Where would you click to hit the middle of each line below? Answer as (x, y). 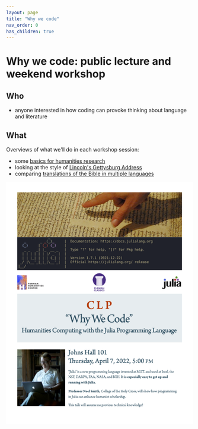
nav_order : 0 (22, 25)
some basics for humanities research (60, 161)
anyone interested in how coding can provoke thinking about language (101, 111)
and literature (31, 116)
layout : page (22, 12)
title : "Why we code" (33, 19)
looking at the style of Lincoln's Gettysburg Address (78, 168)
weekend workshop (56, 74)
